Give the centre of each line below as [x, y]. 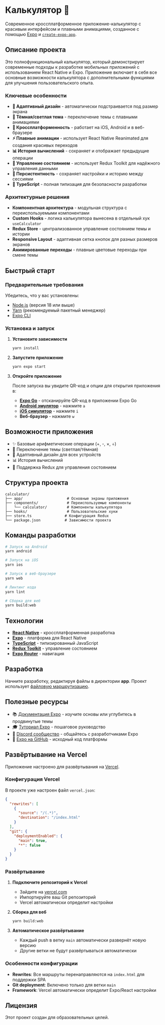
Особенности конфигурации [41, 964]
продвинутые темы [33, 721]
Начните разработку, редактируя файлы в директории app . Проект [76, 681]
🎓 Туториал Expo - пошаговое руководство [59, 727]
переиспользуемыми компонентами [51, 213]
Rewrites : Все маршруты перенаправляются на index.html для [78, 974]
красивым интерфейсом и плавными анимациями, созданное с [72, 29]
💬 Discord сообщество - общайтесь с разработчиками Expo [75, 734]
